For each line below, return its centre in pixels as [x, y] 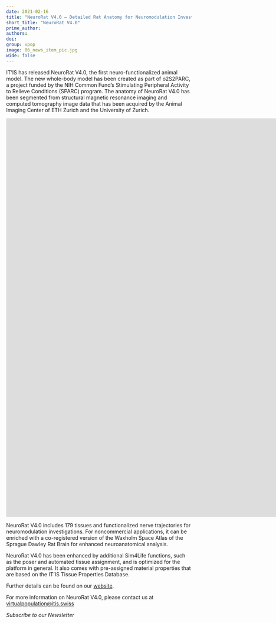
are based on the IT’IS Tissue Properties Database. [68, 574]
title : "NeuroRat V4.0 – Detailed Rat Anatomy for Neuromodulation [91, 17]
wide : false [21, 56]
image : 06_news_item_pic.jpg [42, 50]
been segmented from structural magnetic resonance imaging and [87, 97]
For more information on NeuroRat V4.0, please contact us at [80, 597]
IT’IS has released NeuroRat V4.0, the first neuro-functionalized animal [92, 72]
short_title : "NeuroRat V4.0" [43, 22]
